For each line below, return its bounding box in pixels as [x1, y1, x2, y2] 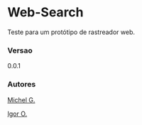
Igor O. [7, 109, 28, 118]
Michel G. [7, 95, 35, 104]
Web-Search [7, 4, 84, 21]
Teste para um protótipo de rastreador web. [7, 28, 135, 36]
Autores [7, 80, 36, 89]
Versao [7, 45, 33, 55]
